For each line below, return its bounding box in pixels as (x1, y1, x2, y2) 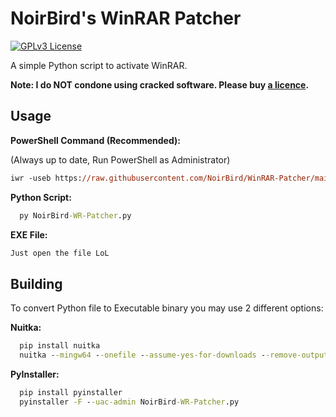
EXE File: (10, 228, 48, 241)
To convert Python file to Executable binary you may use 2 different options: (10, 302, 324, 314)
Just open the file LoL (10, 248, 110, 258)
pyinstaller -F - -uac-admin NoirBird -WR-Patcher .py (19, 397, 240, 407)
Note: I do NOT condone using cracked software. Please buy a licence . (10, 78, 310, 91)
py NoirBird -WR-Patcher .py (19, 210, 132, 221)
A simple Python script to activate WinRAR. (10, 59, 188, 71)
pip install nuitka (19, 341, 101, 351)
